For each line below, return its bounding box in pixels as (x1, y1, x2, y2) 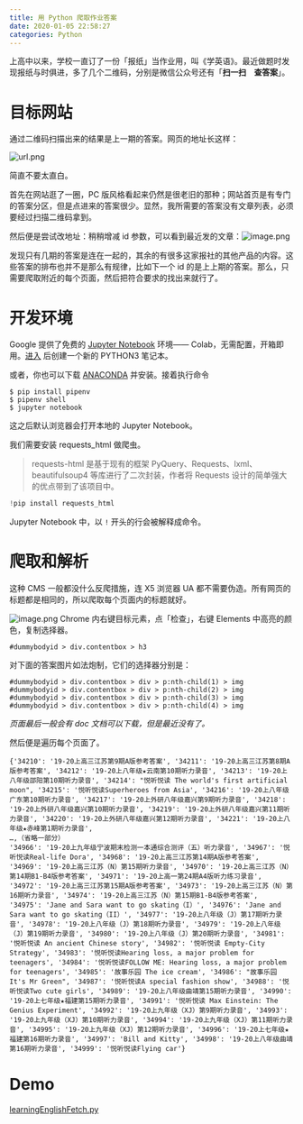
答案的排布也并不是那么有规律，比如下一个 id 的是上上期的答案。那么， (16, 261, 281, 272)
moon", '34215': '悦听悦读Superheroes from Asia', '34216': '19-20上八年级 (9, 786, 290, 795)
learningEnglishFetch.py (9, 1104, 99, 1114)
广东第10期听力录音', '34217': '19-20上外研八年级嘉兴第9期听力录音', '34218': (9, 795, 287, 805)
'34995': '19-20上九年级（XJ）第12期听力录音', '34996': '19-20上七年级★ (28, 1025, 289, 1035)
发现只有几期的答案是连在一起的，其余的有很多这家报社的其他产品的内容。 (9, 250, 286, 261)
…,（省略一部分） (9, 834, 65, 843)
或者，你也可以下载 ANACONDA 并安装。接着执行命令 (9, 370, 210, 380)
